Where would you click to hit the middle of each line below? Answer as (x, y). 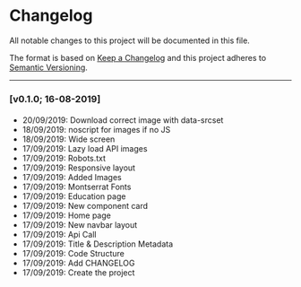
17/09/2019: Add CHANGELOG (78, 263)
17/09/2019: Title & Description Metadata (98, 244)
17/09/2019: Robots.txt (64, 159)
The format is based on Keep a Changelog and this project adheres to (138, 57)
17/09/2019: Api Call (59, 235)
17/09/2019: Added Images (72, 178)
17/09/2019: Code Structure (73, 254)
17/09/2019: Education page (74, 196)
